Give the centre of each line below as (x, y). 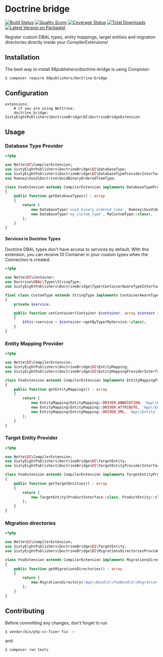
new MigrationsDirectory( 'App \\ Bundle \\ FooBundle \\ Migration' (95, 582)
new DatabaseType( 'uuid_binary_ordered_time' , (79, 209)
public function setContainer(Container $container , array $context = (87, 313)
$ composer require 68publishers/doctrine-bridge (56, 78)
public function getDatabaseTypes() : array (59, 196)
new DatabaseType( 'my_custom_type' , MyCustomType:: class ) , (92, 214)
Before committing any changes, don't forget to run (56, 622)
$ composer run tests (27, 650)
